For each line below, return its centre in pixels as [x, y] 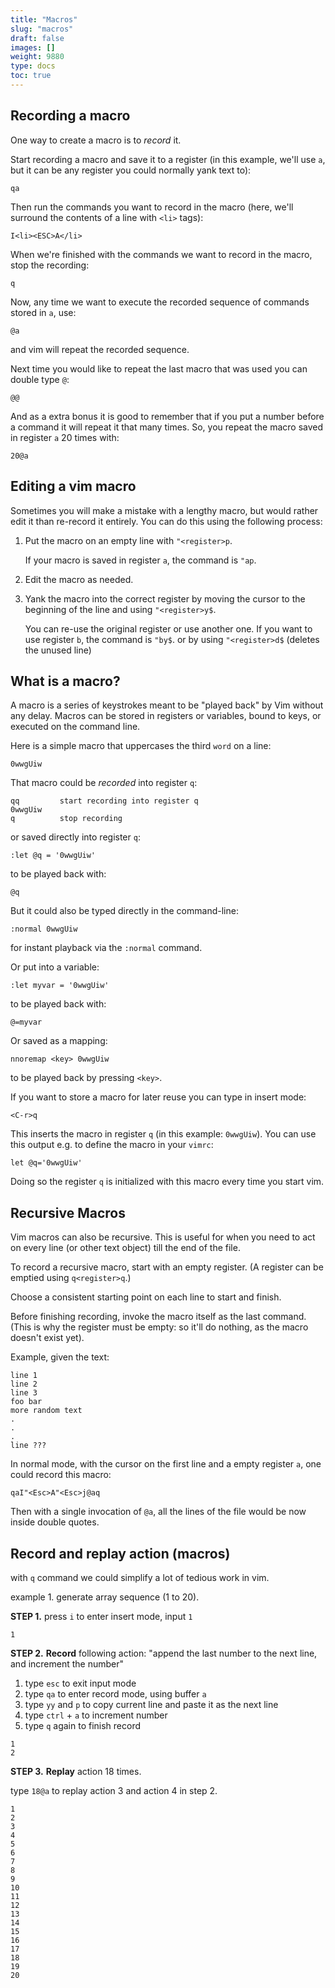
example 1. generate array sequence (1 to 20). [105, 1597]
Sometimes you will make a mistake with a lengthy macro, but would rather [164, 510]
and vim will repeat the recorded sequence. [100, 349]
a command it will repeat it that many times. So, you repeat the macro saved [167, 427]
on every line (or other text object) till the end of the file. [125, 1248]
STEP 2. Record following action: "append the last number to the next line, [164, 1653]
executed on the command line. [75, 727]
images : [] [33, 47]
